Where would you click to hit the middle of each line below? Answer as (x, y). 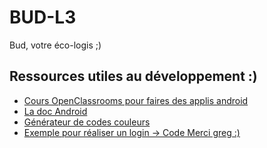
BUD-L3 (43, 17)
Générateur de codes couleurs (87, 122)
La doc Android (55, 111)
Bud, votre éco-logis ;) (55, 45)
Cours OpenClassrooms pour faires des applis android (136, 100)
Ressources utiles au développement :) (133, 76)
